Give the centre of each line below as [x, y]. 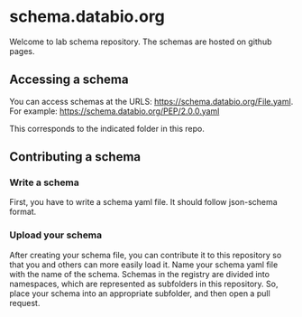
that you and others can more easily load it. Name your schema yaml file [144, 265]
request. [25, 303]
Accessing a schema [69, 80]
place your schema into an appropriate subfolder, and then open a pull [140, 293]
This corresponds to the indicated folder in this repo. [107, 128]
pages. [22, 51]
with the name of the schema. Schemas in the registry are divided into [140, 274]
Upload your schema [56, 235]
